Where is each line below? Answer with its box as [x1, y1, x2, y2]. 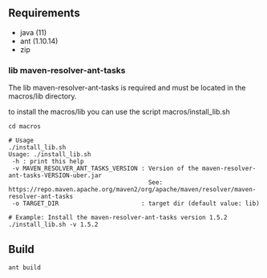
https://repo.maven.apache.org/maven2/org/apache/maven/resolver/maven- [8, 186, 257, 194]
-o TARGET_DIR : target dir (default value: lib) [11, 199, 261, 207]
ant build [8, 264, 42, 272]
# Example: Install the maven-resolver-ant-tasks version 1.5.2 [8, 214, 228, 222]
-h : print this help [11, 158, 84, 166]
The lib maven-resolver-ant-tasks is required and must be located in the [8, 83, 246, 93]
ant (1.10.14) [19, 36, 59, 46]
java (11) [19, 27, 47, 37]
